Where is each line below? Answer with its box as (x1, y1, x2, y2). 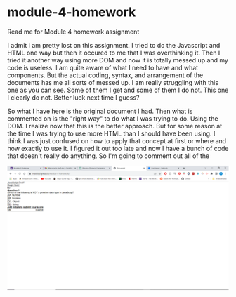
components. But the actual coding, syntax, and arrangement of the (7, 71, 204, 79)
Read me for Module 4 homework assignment (7, 27, 140, 36)
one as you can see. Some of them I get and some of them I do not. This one (7, 86, 229, 94)
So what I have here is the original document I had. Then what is (7, 107, 193, 115)
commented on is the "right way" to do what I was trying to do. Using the (7, 114, 218, 123)
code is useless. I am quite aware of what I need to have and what (7, 63, 199, 72)
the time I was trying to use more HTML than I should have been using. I (7, 129, 216, 138)
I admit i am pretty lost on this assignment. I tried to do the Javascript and (7, 41, 221, 49)
